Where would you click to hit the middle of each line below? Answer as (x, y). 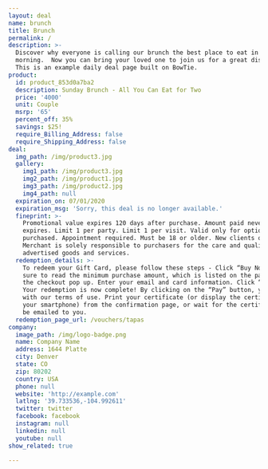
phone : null (35, 386)
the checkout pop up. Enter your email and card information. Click (139, 283)
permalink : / (30, 38)
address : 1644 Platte (51, 349)
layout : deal (30, 16)
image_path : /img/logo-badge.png (71, 335)
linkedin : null (41, 431)
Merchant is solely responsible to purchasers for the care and (132, 246)
